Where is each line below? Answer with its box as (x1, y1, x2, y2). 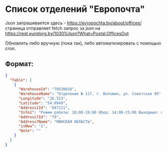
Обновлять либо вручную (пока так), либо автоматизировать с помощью (5, 40, 162, 46)
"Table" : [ (9, 77, 32, 82)
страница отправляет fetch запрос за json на (5, 25, 100, 31)
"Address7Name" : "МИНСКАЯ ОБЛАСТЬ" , (18, 119, 94, 124)
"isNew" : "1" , (18, 124, 48, 129)
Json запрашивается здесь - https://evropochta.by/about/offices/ (5, 20, 142, 26)
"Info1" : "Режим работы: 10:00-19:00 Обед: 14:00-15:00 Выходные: (18, 110, 159, 115)
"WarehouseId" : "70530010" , (18, 87, 77, 92)
